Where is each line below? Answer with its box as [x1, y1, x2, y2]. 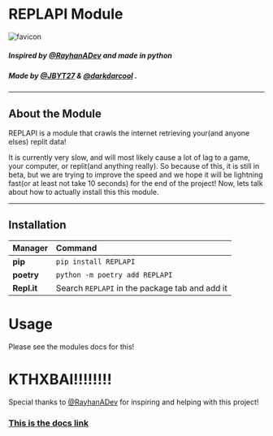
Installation [8, 218, 67, 232]
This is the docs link [8, 417, 89, 429]
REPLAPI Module [8, 5, 123, 24]
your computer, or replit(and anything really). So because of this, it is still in [8, 162, 260, 171]
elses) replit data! [8, 137, 67, 147]
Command [55, 242, 97, 253]
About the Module [8, 106, 102, 120]
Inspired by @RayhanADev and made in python [8, 50, 172, 60]
